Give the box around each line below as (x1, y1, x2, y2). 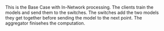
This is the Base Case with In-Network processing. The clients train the (5, 4, 154, 10)
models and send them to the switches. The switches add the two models (5, 9, 159, 15)
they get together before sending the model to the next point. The (5, 15, 142, 20)
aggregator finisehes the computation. (5, 20, 85, 26)
